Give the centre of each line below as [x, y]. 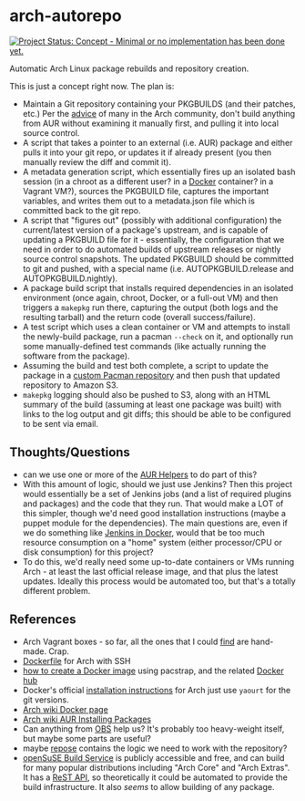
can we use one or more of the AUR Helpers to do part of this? [140, 474]
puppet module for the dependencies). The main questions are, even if [155, 523]
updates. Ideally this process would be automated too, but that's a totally [159, 581]
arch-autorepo [66, 16]
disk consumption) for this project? [88, 552]
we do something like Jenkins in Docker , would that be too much [144, 532]
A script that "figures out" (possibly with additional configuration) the [152, 220]
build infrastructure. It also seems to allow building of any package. [148, 786]
